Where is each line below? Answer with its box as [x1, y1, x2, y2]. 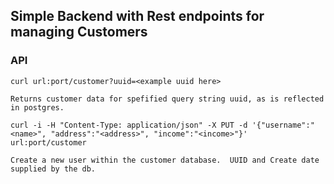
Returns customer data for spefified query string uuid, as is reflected [10, 94, 325, 104]
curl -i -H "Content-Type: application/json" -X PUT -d [10, 120, 248, 130]
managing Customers [10, 24, 148, 41]
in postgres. [10, 102, 65, 113]
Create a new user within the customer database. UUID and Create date [10, 155, 320, 165]
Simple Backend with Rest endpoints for [10, 8, 265, 25]
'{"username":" [251, 120, 315, 130]
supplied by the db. [10, 164, 97, 174]
